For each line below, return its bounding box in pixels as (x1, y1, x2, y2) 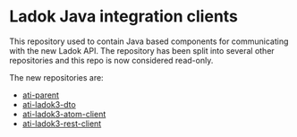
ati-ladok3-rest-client (21, 118, 102, 129)
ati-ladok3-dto (21, 98, 76, 109)
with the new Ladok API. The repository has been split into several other (9, 45, 275, 56)
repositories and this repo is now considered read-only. (9, 55, 214, 65)
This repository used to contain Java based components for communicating (9, 36, 289, 47)
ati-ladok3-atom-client (21, 108, 106, 119)
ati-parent (21, 90, 60, 100)
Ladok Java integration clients (9, 6, 239, 27)
